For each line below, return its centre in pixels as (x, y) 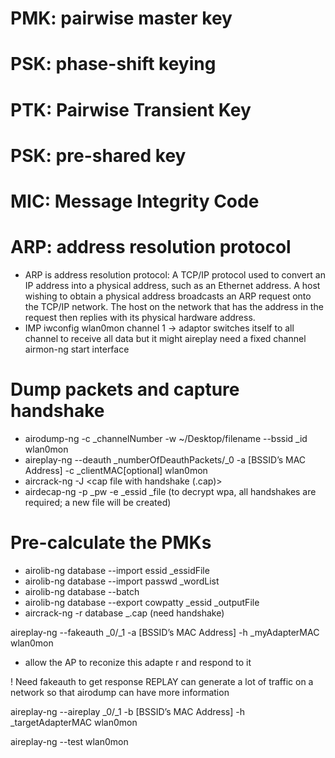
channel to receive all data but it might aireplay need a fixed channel (165, 338)
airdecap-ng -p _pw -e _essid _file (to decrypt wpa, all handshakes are (170, 491)
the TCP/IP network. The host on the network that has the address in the (174, 306)
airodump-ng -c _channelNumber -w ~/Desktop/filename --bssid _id (166, 438)
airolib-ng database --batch (82, 591)
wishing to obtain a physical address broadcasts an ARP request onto (168, 296)
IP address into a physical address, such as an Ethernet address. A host (172, 285)
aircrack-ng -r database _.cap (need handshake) (124, 613)
